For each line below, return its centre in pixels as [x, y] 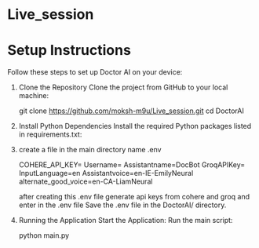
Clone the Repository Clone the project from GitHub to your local [123, 87]
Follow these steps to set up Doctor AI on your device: [95, 72]
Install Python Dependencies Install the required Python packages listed [135, 126]
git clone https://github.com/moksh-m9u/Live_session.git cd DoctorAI [131, 111]
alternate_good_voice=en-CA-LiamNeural [86, 181]
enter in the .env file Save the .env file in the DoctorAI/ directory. [122, 205]
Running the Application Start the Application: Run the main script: [126, 221]
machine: [34, 96]
